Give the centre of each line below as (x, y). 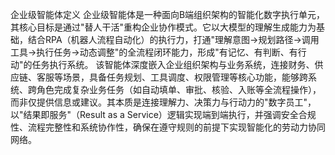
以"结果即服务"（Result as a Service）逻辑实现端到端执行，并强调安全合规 (163, 114)
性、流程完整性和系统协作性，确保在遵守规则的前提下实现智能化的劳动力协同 (168, 127)
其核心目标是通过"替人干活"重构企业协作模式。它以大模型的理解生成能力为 (163, 27)
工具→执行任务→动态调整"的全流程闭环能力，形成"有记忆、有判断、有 (154, 52)
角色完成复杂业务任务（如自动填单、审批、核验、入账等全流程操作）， (179, 89)
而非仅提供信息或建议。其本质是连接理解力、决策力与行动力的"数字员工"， (163, 102)
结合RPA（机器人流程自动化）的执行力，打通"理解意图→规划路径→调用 (173, 39)
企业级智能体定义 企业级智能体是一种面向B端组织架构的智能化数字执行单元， (168, 14)
